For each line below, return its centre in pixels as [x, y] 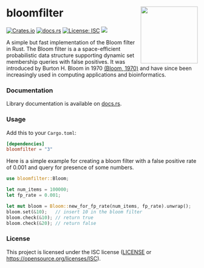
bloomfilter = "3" [29, 149]
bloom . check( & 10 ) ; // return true [50, 218]
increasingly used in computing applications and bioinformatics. [86, 74]
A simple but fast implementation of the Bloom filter [71, 42]
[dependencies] [25, 144]
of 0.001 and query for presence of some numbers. [70, 168]
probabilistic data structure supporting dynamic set [70, 55]
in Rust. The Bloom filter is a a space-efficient [63, 49]
